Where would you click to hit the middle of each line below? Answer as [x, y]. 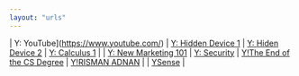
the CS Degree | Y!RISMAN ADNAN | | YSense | [97, 62]
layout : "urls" [38, 17]
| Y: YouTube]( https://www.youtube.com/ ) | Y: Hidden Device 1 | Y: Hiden [144, 43]
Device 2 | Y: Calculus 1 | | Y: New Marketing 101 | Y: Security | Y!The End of [149, 52]
